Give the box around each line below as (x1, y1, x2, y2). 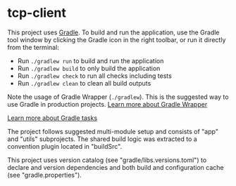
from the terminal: (7, 43, 60, 51)
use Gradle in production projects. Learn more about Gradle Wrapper (7, 100, 208, 108)
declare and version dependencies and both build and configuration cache (7, 163, 224, 171)
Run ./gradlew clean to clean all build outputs (17, 79, 151, 87)
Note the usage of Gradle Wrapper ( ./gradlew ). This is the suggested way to (7, 93, 229, 101)
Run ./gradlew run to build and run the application (17, 56, 164, 65)
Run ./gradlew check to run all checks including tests (17, 72, 173, 80)
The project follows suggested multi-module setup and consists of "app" (7, 127, 218, 135)
